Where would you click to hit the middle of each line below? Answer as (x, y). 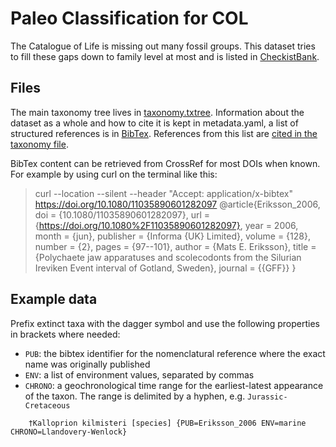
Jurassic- (267, 397)
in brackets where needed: (65, 334)
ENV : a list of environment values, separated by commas (139, 374)
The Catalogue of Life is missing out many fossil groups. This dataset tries (163, 46)
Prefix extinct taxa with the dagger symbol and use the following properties (165, 323)
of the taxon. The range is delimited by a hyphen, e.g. (135, 396)
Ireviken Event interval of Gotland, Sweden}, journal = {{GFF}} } (165, 268)
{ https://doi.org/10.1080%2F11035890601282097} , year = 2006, (166, 225)
